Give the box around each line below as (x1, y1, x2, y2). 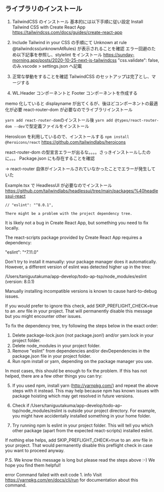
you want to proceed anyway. (5, 447, 65, 453)
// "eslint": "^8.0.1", (5, 203, 54, 207)
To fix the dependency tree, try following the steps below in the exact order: (5, 323, 158, 329)
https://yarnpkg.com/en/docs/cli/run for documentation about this (5, 477, 139, 483)
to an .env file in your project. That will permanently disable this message (5, 308, 153, 314)
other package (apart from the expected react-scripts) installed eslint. (12, 427, 153, 433)
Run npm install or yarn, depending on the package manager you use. (12, 358, 153, 364)
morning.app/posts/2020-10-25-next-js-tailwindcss (12, 57, 117, 63)
